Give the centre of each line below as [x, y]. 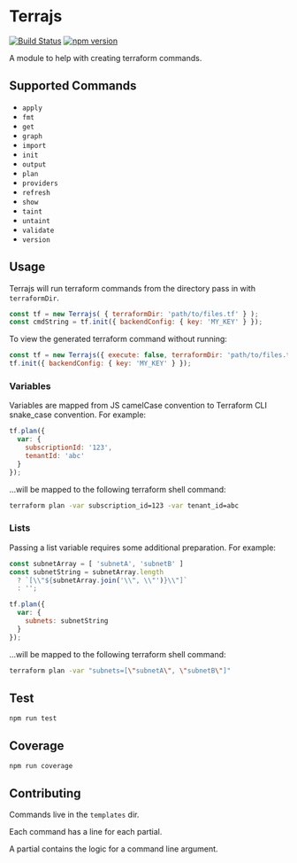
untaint [36, 221]
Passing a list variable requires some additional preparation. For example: [143, 548]
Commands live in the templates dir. [74, 814]
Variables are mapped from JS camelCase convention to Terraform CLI [138, 406]
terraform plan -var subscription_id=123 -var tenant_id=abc [124, 505]
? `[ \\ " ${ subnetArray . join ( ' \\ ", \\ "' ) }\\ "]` [103, 580]
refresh [36, 192]
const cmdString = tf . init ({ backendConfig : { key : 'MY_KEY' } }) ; [136, 322]
